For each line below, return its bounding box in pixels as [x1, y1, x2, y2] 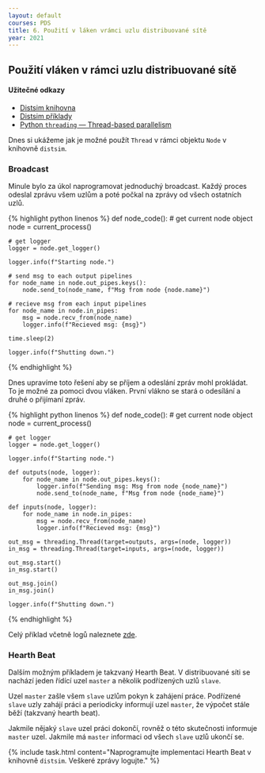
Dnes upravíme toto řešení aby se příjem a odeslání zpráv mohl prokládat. [8, 378, 248, 387]
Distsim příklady [19, 111, 73, 121]
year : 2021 [8, 33, 44, 42]
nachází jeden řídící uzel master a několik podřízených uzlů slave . [8, 676, 221, 686]
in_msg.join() [8, 586, 55, 595]
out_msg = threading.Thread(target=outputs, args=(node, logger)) [8, 538, 232, 546]
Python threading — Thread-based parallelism [19, 120, 172, 129]
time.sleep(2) [8, 335, 55, 343]
